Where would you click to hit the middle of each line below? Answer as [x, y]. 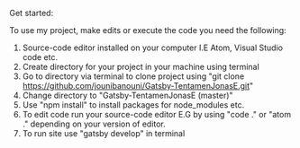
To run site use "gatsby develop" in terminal [104, 133]
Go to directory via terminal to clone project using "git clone [133, 76]
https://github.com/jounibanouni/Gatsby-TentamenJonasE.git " [138, 86]
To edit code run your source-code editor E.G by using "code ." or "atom [156, 114]
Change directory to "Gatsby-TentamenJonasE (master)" [127, 95]
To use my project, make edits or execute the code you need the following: [148, 30]
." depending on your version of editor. [94, 124]
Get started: [32, 13]
